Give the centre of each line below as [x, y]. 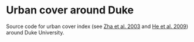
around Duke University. [35, 32]
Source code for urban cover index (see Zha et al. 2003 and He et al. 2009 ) [97, 26]
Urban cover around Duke [70, 10]
